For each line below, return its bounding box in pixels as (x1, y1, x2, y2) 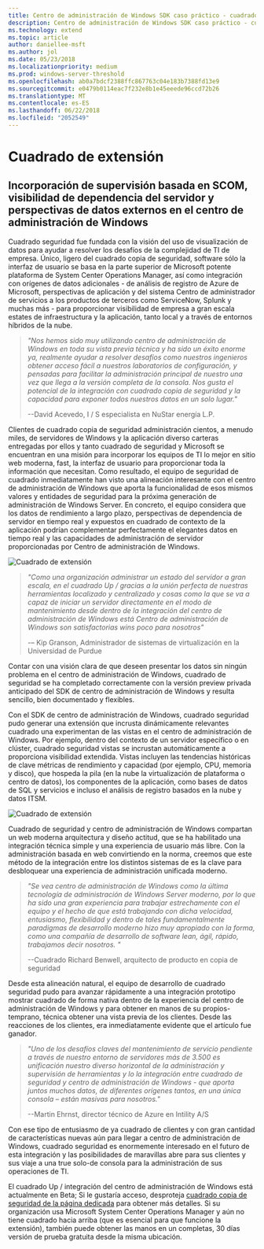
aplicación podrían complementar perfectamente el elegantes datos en (8, 525, 238, 534)
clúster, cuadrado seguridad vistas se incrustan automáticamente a (8, 743, 226, 752)
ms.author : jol (8, 48, 58, 56)
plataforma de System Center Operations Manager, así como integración (8, 270, 244, 279)
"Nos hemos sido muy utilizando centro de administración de (27, 335, 226, 345)
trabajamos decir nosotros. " (27, 940, 121, 949)
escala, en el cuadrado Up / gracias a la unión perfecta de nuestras (27, 580, 249, 590)
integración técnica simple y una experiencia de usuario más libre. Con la (8, 841, 245, 850)
